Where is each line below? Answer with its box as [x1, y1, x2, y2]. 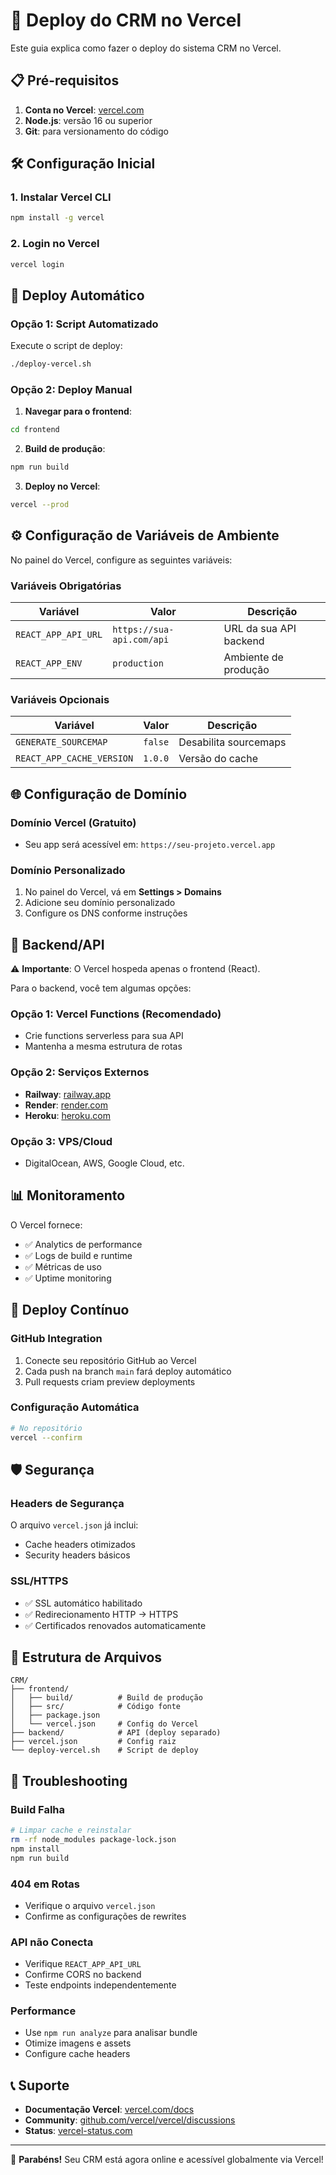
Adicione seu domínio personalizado [24, 897, 176, 909]
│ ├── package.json [10, 1710, 101, 1721]
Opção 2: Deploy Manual [10, 382, 133, 396]
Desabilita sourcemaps [178, 735, 287, 749]
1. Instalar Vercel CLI [10, 190, 112, 204]
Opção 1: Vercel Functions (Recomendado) [10, 1007, 222, 1021]
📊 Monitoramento [10, 1187, 126, 1204]
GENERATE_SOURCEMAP [15, 737, 108, 748]
